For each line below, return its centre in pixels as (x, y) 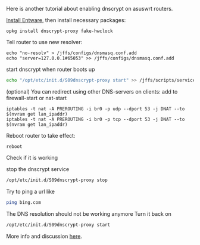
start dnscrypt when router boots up (51, 69)
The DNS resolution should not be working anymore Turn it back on (89, 213)
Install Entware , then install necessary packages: (66, 20)
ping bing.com (24, 202)
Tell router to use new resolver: (44, 42)
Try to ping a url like (31, 191)
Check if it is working (32, 157)
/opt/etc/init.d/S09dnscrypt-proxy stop (57, 180)
